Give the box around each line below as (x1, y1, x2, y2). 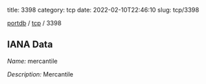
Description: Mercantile (7, 70, 74, 78)
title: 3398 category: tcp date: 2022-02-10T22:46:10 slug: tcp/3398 (7, 6, 200, 14)
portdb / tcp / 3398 (7, 19, 62, 27)
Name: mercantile (7, 57, 58, 65)
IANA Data (7, 39, 53, 51)
